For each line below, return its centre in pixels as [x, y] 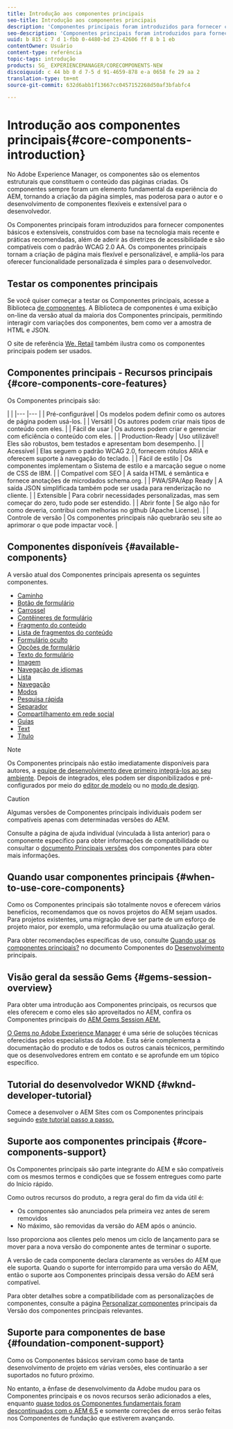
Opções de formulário [49, 647]
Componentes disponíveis [65, 547]
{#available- [152, 547]
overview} [30, 988]
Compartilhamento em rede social [66, 714]
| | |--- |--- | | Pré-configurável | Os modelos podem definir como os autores [116, 414]
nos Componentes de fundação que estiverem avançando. [91, 1418]
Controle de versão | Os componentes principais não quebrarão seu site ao [114, 517]
